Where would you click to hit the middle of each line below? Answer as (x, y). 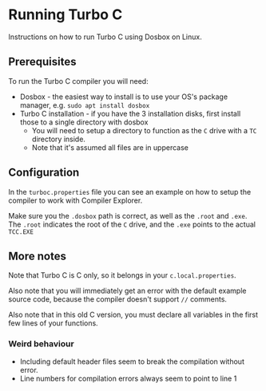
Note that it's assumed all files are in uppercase (110, 147)
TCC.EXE (21, 232)
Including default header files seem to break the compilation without (132, 361)
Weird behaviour (41, 344)
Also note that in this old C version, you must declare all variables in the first (133, 315)
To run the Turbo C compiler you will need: (79, 81)
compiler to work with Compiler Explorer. (75, 200)
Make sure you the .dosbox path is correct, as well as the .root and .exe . (128, 215)
